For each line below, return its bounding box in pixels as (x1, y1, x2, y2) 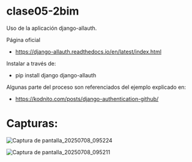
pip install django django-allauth (15, 71, 97, 79)
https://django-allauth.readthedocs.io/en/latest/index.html (15, 48, 162, 55)
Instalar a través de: (6, 60, 56, 67)
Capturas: (6, 117, 58, 130)
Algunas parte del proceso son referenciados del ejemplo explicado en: (6, 83, 186, 91)
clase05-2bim (6, 4, 79, 18)
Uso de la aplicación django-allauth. (6, 24, 97, 32)
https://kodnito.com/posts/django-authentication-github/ (15, 95, 159, 102)
